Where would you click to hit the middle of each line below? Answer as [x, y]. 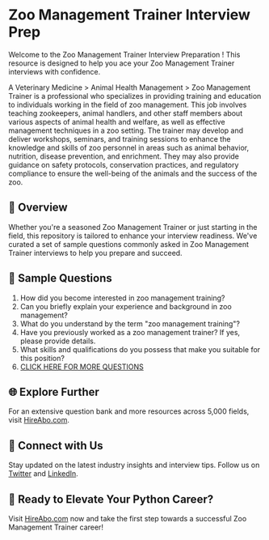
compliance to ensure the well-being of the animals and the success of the [133, 173]
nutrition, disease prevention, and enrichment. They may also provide [124, 156]
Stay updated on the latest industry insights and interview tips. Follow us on [134, 465]
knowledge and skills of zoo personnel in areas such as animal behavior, [128, 147]
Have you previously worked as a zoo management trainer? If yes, [130, 332]
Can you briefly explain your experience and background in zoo [126, 306]
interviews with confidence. [55, 71]
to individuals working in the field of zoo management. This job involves [128, 104]
